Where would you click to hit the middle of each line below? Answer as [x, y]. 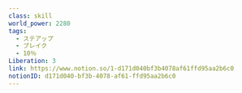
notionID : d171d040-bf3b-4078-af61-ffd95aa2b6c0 [92, 76]
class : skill [30, 16]
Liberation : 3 [32, 61]
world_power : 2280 [39, 23]
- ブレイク [31, 46]
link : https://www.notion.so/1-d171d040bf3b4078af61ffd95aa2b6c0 [121, 69]
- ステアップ [35, 38]
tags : [17, 31]
